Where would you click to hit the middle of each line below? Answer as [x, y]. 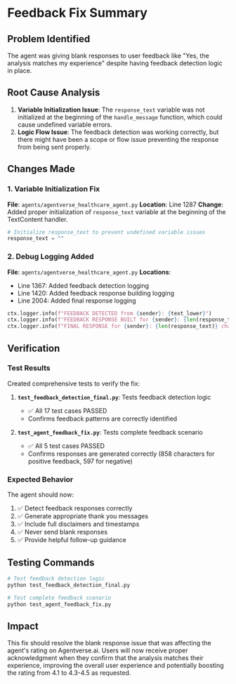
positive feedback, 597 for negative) [80, 461]
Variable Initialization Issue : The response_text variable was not [111, 110]
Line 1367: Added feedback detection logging [83, 285]
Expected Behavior [40, 479]
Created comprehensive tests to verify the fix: [74, 383]
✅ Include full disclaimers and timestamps [78, 524]
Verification [34, 348]
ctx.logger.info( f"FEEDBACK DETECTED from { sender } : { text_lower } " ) [110, 313]
